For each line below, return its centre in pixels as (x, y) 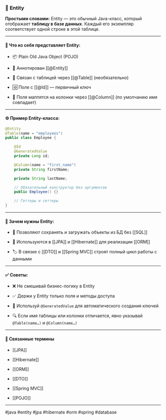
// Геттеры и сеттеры (36, 201)
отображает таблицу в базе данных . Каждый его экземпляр (70, 24)
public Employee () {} (36, 192)
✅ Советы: (17, 275)
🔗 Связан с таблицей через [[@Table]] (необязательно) (70, 77)
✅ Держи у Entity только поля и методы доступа (63, 296)
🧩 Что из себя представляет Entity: (43, 45)
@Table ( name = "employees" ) (34, 133)
